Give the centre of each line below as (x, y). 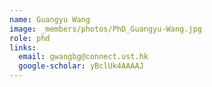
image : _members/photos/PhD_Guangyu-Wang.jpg (105, 29)
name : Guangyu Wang (50, 19)
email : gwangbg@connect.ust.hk (83, 57)
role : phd (30, 38)
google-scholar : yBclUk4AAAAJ (81, 66)
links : (23, 47)
